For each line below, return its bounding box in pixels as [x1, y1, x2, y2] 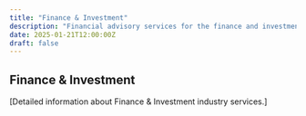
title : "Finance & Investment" [9, 13, 128, 23]
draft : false [9, 38, 59, 48]
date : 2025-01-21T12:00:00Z [9, 30, 117, 39]
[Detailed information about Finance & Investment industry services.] [9, 96, 268, 107]
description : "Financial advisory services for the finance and [9, 22, 259, 31]
